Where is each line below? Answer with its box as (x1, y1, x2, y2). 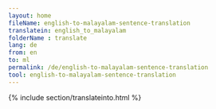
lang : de (8, 41, 37, 49)
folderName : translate (8, 33, 88, 42)
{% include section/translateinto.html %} (8, 92, 142, 102)
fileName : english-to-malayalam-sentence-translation (8, 19, 191, 27)
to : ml (8, 56, 30, 64)
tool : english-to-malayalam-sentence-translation (8, 71, 177, 79)
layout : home (8, 11, 52, 20)
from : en (8, 49, 37, 56)
